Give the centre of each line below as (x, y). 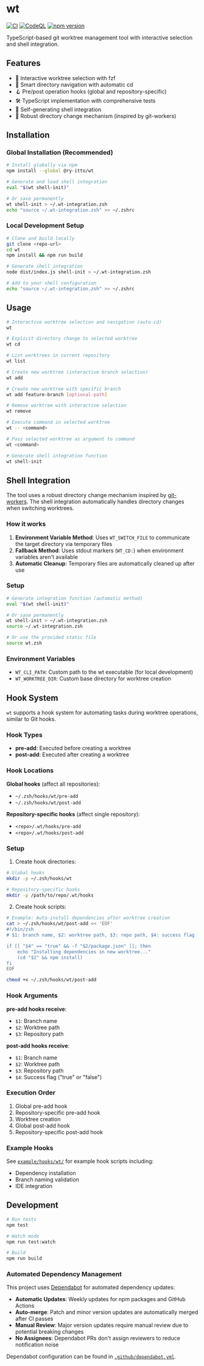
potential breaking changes (49, 1332)
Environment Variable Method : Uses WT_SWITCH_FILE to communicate (102, 537)
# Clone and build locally (40, 238)
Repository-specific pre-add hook (58, 1112)
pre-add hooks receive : (37, 1009)
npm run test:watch (31, 1242)
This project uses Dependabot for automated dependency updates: (91, 1287)
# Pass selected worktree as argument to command (71, 439)
